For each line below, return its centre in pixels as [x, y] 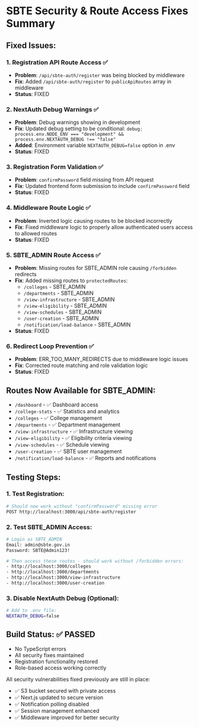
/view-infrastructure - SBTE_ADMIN [69, 299]
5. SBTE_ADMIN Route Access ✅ [54, 255]
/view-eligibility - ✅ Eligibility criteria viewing [73, 438]
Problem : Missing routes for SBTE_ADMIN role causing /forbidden [95, 268]
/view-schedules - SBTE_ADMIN [62, 312]
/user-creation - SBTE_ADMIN [61, 318]
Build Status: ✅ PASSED [51, 635]
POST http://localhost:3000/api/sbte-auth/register [71, 512]
